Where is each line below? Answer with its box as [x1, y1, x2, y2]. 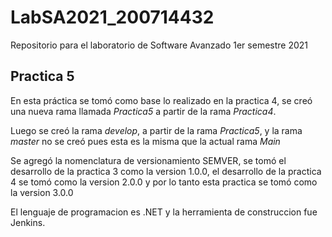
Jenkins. [10, 216, 46, 228]
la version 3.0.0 [10, 186, 74, 198]
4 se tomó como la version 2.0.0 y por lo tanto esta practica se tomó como [10, 176, 318, 188]
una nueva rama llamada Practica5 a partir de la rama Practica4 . [10, 105, 277, 117]
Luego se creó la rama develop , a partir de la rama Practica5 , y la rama [10, 124, 303, 136]
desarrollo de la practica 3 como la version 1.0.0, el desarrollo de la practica [10, 165, 322, 177]
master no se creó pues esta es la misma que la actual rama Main [10, 135, 281, 147]
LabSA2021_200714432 [10, 6, 215, 29]
